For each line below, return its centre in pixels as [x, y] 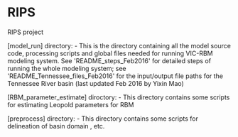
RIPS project [26, 32]
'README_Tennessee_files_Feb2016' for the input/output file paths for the [115, 76]
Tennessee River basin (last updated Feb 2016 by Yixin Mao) [96, 83]
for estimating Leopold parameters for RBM [71, 104]
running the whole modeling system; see [67, 68]
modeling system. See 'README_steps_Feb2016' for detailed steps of [109, 60]
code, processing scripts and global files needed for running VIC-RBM [110, 53]
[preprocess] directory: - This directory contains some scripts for [103, 119]
